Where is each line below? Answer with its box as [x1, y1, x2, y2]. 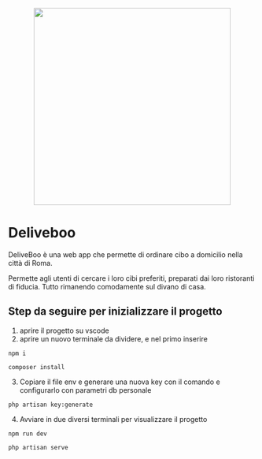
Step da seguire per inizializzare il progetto [8, 304, 223, 319]
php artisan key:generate [8, 401, 93, 409]
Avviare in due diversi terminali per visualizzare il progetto [19, 414, 208, 424]
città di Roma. [8, 258, 53, 267]
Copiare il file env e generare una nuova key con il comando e [19, 377, 220, 386]
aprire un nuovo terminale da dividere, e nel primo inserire [19, 334, 208, 343]
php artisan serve [8, 443, 68, 451]
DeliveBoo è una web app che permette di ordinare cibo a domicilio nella [8, 249, 243, 259]
